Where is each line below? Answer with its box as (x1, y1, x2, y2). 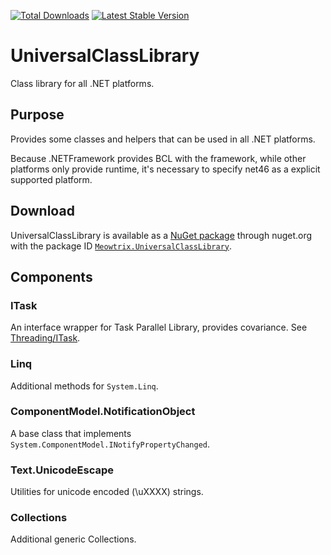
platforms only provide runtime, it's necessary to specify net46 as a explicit (10, 163, 321, 175)
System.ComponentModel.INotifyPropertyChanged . (10, 438, 211, 450)
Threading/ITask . (10, 332, 81, 344)
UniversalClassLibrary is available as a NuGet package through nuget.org (10, 229, 313, 241)
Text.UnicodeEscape (10, 463, 114, 477)
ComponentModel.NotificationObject (10, 405, 196, 419)
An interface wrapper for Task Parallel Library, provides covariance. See (10, 321, 308, 334)
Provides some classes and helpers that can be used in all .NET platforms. (10, 133, 316, 145)
